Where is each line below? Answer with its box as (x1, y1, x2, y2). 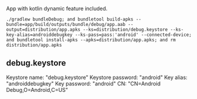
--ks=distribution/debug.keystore (82, 27, 168, 32)
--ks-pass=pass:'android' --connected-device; (75, 32, 192, 38)
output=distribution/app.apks (6, 27, 81, 32)
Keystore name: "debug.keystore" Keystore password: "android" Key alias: (6, 74, 188, 81)
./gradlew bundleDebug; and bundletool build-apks (6, 16, 134, 22)
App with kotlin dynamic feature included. (6, 5, 108, 12)
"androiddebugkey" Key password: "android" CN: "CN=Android (6, 80, 161, 87)
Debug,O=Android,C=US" (6, 86, 69, 93)
